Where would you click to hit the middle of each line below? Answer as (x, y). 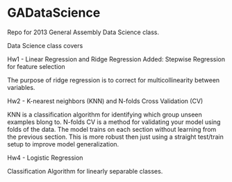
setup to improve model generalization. (63, 144)
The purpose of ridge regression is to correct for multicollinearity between (114, 80)
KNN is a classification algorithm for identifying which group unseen (105, 114)
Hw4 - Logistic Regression (45, 158)
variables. (21, 87)
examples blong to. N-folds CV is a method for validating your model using (114, 122)
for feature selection (36, 66)
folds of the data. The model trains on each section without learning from (112, 129)
